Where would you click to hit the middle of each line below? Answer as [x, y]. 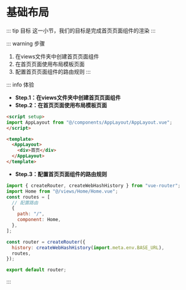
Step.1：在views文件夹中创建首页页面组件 [68, 97]
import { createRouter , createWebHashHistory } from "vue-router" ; [94, 186]
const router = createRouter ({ [46, 242]
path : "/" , [31, 214]
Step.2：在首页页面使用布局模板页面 [61, 105]
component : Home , [39, 220]
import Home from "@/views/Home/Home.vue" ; [62, 191]
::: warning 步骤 [26, 43]
